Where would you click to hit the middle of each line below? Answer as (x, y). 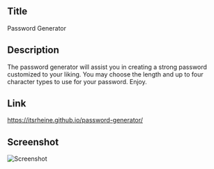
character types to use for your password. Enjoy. (77, 81)
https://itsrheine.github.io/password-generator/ (75, 120)
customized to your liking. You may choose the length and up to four (105, 74)
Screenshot (33, 142)
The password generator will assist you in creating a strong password (107, 67)
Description (33, 50)
